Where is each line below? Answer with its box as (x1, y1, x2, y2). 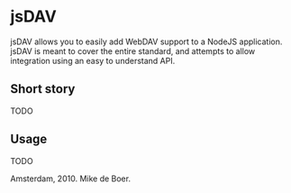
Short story (10, 81, 76, 96)
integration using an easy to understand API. (10, 55, 176, 66)
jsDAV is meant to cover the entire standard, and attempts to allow (10, 45, 256, 56)
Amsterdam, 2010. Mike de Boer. (10, 173, 132, 184)
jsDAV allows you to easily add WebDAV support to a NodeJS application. (10, 36, 283, 47)
